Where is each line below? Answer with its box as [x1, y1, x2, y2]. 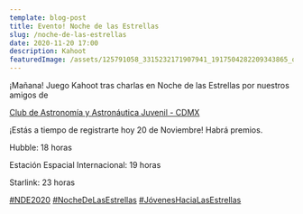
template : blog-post [9, 13, 87, 23]
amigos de [9, 89, 49, 100]
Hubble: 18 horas [9, 142, 72, 153]
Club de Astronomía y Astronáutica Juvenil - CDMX [9, 107, 200, 117]
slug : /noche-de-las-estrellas [9, 30, 127, 39]
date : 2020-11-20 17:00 [9, 38, 99, 48]
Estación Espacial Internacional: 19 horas [9, 160, 161, 170]
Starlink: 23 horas [9, 177, 76, 188]
